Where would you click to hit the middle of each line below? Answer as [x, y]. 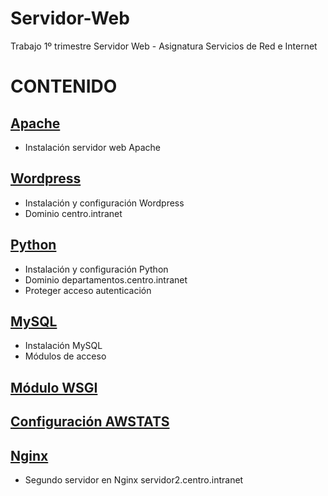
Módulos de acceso [65, 356]
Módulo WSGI [54, 387]
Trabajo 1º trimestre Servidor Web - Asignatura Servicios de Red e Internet [164, 46]
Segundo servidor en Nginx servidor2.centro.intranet [134, 479]
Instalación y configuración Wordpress [104, 203]
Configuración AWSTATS [90, 422]
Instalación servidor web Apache [92, 147]
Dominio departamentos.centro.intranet [106, 279]
